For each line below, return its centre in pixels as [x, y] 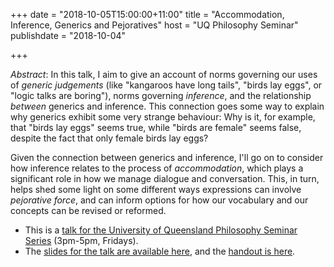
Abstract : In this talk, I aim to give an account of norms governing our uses [164, 74]
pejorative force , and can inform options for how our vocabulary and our [159, 200]
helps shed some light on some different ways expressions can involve [156, 189]
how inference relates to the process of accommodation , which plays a [157, 168]
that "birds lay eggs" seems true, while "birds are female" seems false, [156, 127]
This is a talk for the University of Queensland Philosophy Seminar [161, 230]
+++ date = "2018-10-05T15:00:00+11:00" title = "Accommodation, [147, 14]
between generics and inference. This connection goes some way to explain [167, 106]
